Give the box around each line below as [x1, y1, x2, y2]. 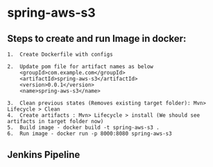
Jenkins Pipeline [7, 149, 80, 161]
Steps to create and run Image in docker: [7, 33, 187, 45]
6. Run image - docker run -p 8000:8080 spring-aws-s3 [7, 130, 172, 137]
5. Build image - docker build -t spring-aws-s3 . [7, 124, 160, 131]
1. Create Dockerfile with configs [7, 51, 113, 58]
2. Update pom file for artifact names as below [7, 63, 154, 70]
